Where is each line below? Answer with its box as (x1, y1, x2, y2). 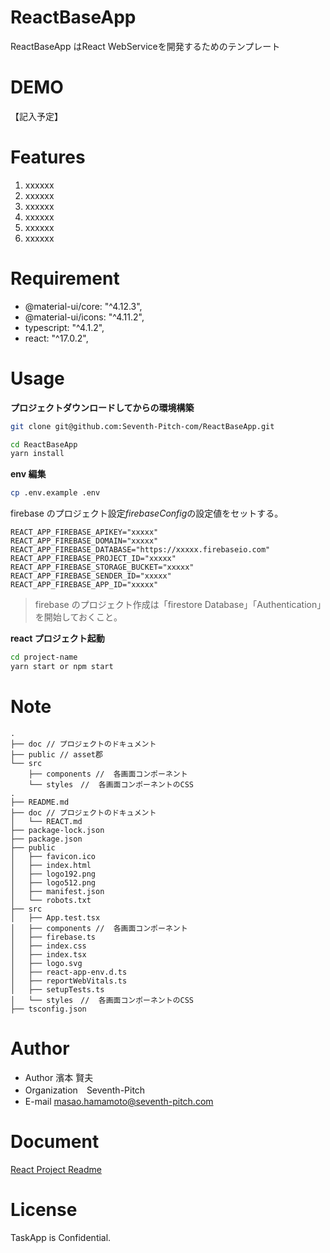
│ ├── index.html (10, 860, 92, 870)
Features (10, 146, 86, 169)
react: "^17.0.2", (24, 332, 89, 344)
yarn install (10, 449, 65, 459)
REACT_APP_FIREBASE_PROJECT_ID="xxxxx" (10, 554, 177, 564)
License (10, 1198, 78, 1221)
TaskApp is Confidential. (10, 1231, 112, 1243)
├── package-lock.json (10, 825, 105, 835)
